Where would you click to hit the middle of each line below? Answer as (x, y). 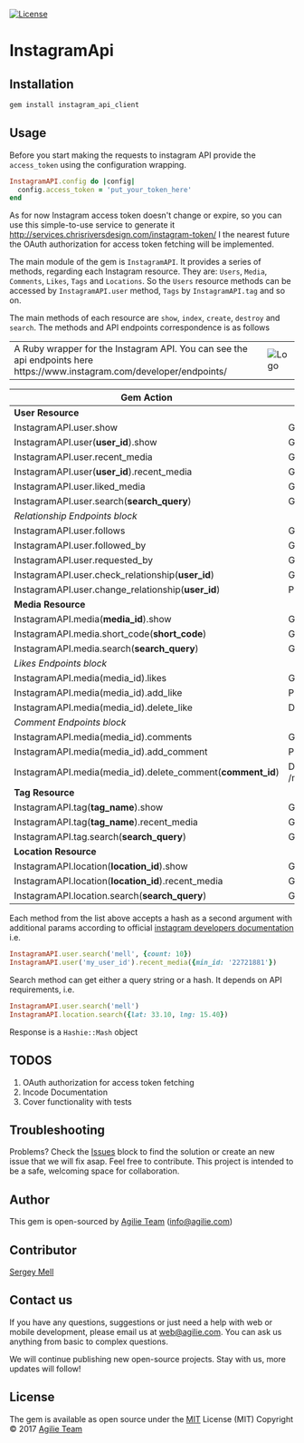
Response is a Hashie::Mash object (74, 1032)
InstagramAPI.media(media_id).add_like (98, 693)
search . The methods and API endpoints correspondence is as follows (139, 327)
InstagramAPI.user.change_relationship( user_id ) (117, 590)
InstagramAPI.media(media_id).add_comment (111, 752)
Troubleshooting (57, 1131)
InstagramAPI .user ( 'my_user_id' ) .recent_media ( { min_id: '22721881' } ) (143, 963)
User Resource (47, 413)
